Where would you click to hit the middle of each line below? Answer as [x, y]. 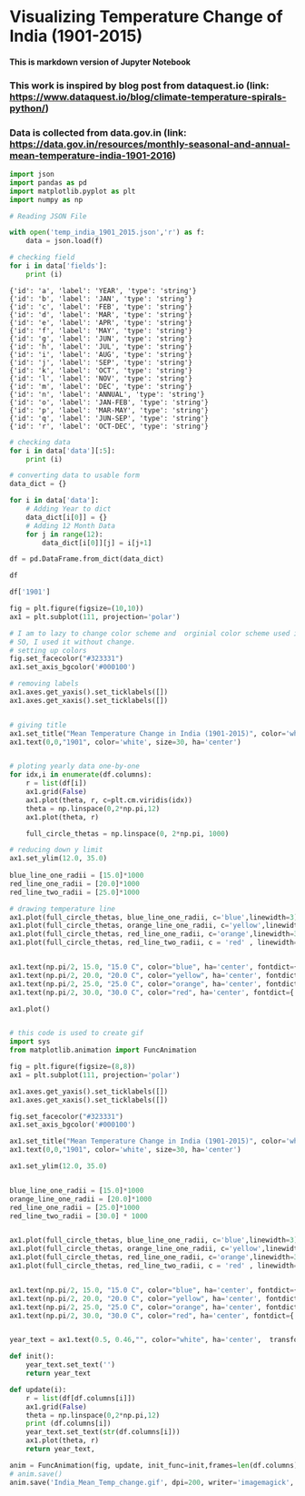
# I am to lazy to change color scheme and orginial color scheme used [150, 633]
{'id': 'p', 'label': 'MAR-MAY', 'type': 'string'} [109, 410]
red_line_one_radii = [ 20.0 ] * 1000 [75, 884]
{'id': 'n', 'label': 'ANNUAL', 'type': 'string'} [107, 394]
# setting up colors [49, 650]
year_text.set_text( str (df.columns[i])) [103, 1432]
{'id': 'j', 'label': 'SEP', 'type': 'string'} [101, 362]
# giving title [38, 725]
